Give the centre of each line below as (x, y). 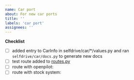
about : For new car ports (31, 14)
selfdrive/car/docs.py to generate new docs (57, 56)
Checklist (15, 41)
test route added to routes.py (41, 62)
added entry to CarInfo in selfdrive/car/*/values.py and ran (70, 51)
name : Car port (20, 9)
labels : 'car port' (25, 23)
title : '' (15, 18)
